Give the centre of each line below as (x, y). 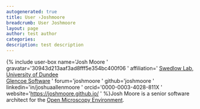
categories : (21, 39)
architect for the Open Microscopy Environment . (65, 99)
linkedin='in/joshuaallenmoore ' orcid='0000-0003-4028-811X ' (84, 87)
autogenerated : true (32, 12)
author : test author (32, 34)
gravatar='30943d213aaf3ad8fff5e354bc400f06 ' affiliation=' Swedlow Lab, (100, 68)
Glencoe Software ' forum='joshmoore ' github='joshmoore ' (80, 80)
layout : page (22, 28)
